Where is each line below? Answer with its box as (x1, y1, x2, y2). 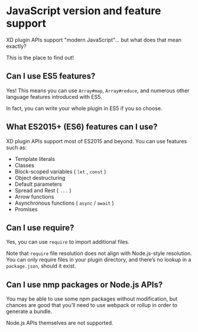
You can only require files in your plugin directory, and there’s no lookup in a (6, 256, 191, 263)
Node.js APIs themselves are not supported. (6, 320, 113, 327)
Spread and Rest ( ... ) (14, 186, 72, 194)
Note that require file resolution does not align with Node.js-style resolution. (6, 250, 192, 257)
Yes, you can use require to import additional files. (6, 238, 130, 246)
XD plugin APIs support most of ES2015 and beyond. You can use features (6, 137, 187, 144)
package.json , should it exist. (6, 262, 76, 270)
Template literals (14, 155, 55, 162)
